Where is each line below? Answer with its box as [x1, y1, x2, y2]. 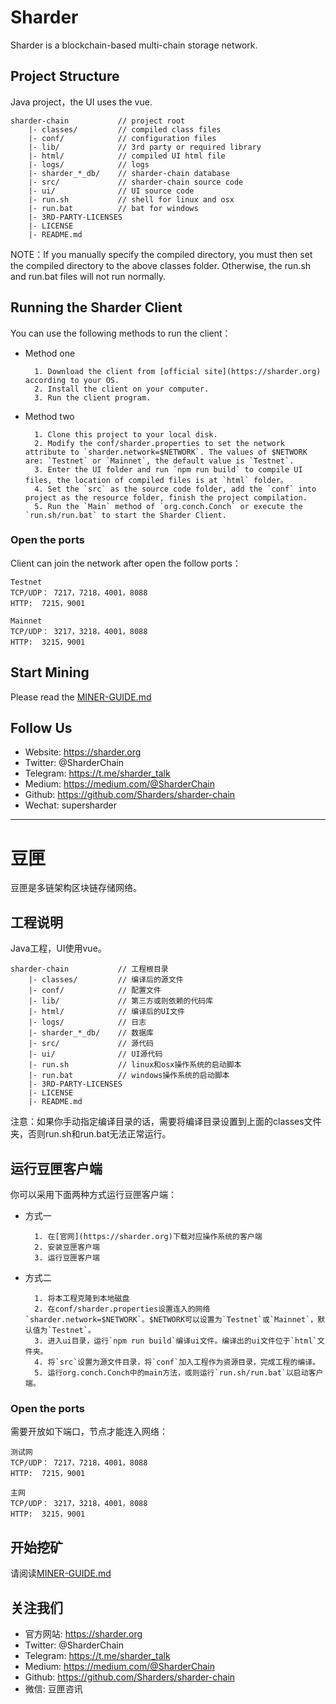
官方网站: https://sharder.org [24, 1627, 143, 1640]
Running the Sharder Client [10, 299, 183, 316]
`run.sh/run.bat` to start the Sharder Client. [24, 510, 227, 520]
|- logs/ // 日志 [28, 1017, 147, 1028]
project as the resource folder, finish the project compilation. [24, 492, 308, 503]
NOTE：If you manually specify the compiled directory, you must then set [10, 248, 313, 260]
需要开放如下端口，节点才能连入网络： [10, 1426, 168, 1438]
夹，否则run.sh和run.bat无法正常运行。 [10, 1128, 172, 1140]
